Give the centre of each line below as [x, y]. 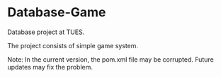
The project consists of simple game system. [73, 45]
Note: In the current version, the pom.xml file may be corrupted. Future [110, 59]
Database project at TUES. [46, 32]
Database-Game [57, 12]
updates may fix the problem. [50, 67]
